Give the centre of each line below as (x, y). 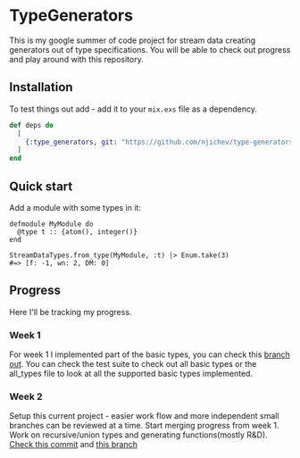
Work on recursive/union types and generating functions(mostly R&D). (138, 435)
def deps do (31, 125)
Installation (41, 87)
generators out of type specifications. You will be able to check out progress (150, 49)
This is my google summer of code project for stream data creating (133, 40)
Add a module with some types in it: (75, 207)
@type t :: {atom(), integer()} (78, 232)
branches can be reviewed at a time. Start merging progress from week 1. (144, 426)
